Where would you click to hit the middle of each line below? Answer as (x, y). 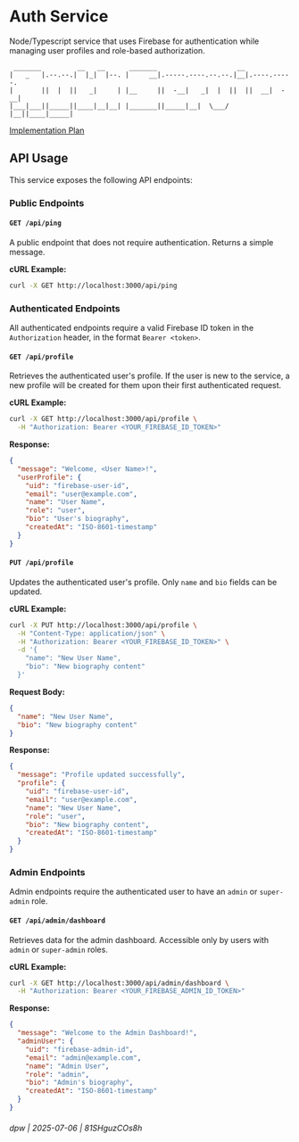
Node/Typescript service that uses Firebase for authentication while (134, 41)
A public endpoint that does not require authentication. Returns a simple (141, 242)
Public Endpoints (47, 203)
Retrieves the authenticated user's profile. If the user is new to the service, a (149, 376)
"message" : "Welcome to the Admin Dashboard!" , (108, 1033)
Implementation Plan (47, 130)
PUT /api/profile (42, 563)
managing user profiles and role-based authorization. (107, 50)
